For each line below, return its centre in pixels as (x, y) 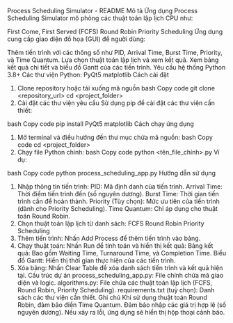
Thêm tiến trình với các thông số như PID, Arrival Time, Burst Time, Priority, (115, 53)
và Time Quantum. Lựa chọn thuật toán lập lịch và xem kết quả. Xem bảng (113, 60)
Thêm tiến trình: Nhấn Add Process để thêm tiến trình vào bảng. (109, 238)
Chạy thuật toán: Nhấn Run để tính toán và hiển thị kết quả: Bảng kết (115, 246)
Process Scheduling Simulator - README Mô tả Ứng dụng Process (103, 11)
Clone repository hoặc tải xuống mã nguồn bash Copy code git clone (116, 88)
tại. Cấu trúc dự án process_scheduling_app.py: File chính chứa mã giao (120, 275)
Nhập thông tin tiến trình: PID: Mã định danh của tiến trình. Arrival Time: (120, 187)
